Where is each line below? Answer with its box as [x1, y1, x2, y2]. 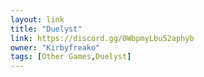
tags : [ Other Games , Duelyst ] [10, 52, 132, 62]
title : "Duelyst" [10, 24, 83, 34]
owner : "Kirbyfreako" [10, 42, 101, 53]
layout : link [10, 14, 65, 25]
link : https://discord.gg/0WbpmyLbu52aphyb [10, 33, 195, 43]
